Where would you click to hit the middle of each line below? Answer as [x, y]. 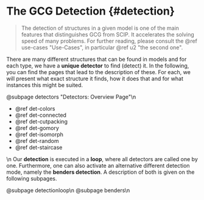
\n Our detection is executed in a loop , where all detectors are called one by [102, 159]
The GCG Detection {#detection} [91, 11]
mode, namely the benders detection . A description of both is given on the [100, 172]
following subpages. [32, 178]
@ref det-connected [41, 115]
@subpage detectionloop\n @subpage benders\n [68, 190]
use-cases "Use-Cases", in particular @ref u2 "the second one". [102, 47]
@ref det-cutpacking [41, 121]
